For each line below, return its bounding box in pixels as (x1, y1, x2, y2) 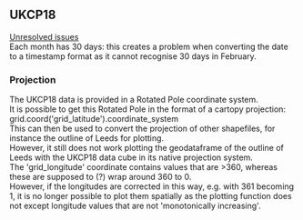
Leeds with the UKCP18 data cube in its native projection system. (9, 152, 253, 163)
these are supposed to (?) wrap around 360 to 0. (9, 172, 192, 183)
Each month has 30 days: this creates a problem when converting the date (9, 41, 288, 52)
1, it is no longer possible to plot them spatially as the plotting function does (9, 191, 293, 202)
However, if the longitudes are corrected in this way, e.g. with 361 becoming (9, 181, 294, 192)
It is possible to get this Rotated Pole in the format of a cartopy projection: (9, 104, 287, 115)
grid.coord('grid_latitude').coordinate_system (9, 114, 179, 125)
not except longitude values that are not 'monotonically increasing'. (9, 200, 261, 212)
